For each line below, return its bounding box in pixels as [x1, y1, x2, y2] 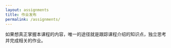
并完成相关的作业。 [5, 37, 46, 43]
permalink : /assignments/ [5, 17, 60, 22]
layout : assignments [5, 7, 50, 13]
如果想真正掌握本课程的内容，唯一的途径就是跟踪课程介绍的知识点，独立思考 [5, 31, 166, 37]
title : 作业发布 [5, 12, 37, 17]
